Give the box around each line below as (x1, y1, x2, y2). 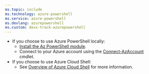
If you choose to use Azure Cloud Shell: (12, 59, 91, 65)
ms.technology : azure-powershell (5, 12, 73, 16)
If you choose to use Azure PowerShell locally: (12, 38, 105, 44)
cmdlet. (19, 54, 35, 59)
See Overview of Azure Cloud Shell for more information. (19, 64, 133, 70)
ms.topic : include (5, 7, 42, 12)
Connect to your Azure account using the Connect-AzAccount (19, 49, 144, 55)
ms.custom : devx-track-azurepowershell (5, 25, 86, 30)
